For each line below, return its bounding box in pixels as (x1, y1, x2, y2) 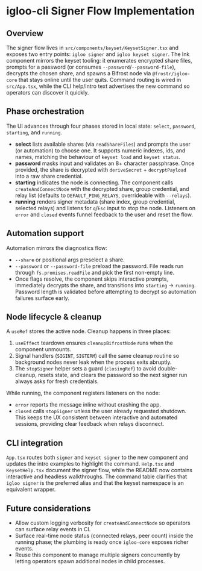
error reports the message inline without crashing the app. (14, 401, 162, 408)
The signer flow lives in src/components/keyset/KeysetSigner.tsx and (6, 44, 179, 51)
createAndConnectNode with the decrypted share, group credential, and (14, 185, 189, 192)
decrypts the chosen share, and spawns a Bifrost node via (6, 70, 151, 76)
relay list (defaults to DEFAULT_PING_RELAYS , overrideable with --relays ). (14, 192, 192, 199)
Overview (6, 28, 44, 39)
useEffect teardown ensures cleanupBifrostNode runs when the (14, 339, 173, 347)
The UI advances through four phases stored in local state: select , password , (6, 122, 196, 129)
